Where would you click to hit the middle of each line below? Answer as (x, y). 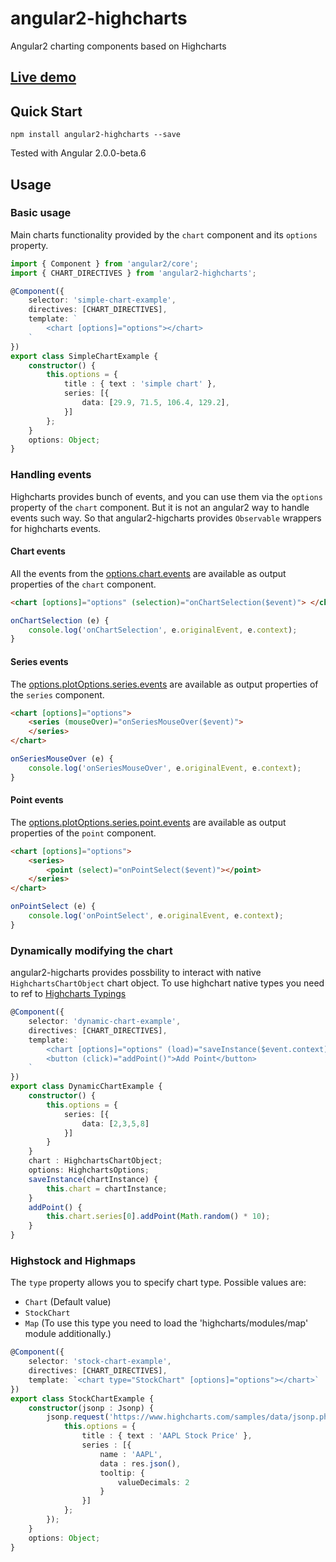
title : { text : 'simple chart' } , (140, 384)
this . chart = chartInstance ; (107, 1188)
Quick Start (46, 111)
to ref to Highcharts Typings (68, 994)
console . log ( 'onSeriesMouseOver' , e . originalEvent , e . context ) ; (165, 768)
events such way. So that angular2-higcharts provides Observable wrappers (166, 518)
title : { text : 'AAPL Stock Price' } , (167, 1436)
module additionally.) (68, 1334)
